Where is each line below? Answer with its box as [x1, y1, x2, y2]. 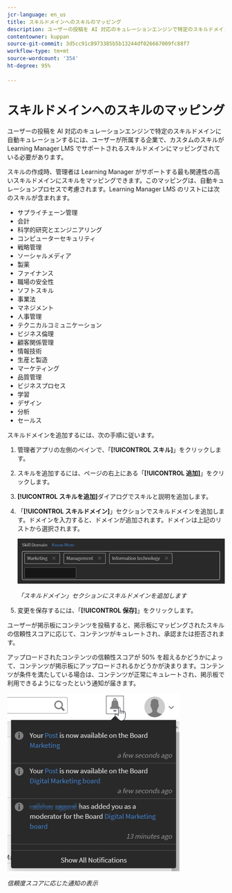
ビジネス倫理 [17, 329, 54, 337]
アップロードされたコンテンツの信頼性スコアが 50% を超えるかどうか [7, 653, 206, 662]
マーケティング [17, 364, 60, 372]
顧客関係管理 [17, 338, 54, 346]
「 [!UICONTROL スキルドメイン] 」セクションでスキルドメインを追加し [17, 506, 219, 515]
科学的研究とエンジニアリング [17, 225, 102, 233]
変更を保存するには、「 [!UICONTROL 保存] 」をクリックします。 [17, 606, 197, 615]
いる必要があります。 [7, 152, 68, 161]
